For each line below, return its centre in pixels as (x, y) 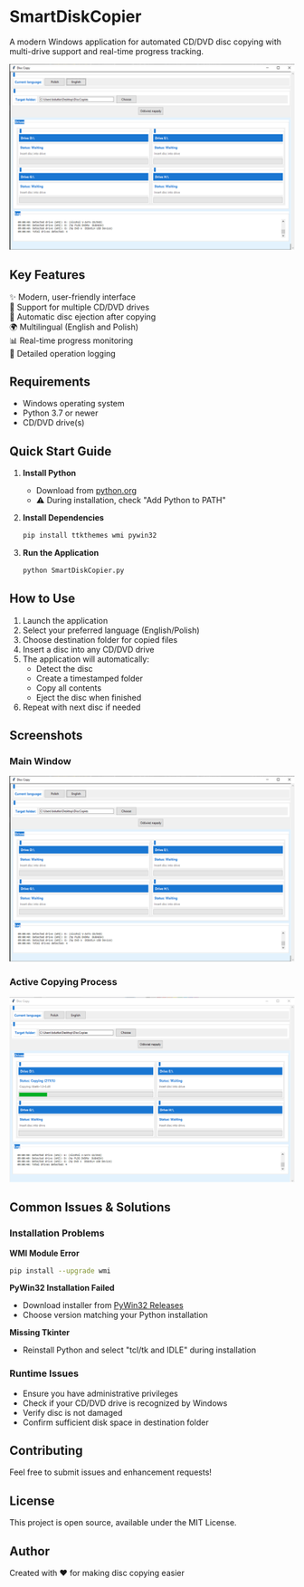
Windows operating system (73, 404)
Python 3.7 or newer (60, 413)
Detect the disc (64, 668)
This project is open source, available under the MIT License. (123, 1523)
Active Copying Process (63, 982)
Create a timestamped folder (89, 678)
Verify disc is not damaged (72, 1412)
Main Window (40, 761)
